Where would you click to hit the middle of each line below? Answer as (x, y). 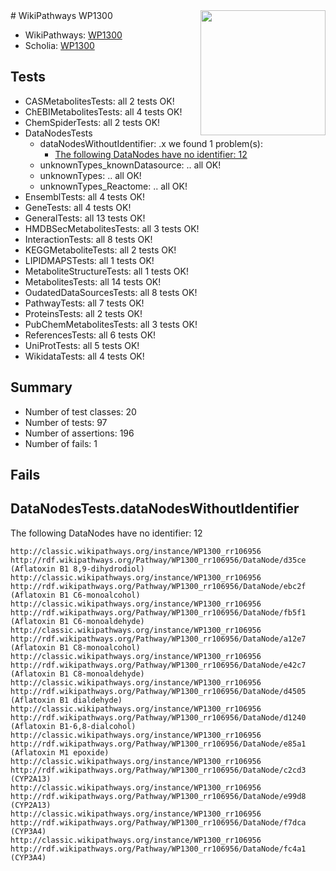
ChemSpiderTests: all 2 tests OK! (92, 122)
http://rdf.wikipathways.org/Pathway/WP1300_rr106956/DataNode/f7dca (158, 822)
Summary (41, 387)
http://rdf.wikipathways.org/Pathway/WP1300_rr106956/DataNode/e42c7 (158, 665)
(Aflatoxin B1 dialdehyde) (66, 700)
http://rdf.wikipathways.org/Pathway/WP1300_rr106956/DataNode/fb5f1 (158, 612)
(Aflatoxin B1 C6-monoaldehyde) (77, 621)
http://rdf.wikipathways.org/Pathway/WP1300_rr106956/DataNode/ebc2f (158, 586)
